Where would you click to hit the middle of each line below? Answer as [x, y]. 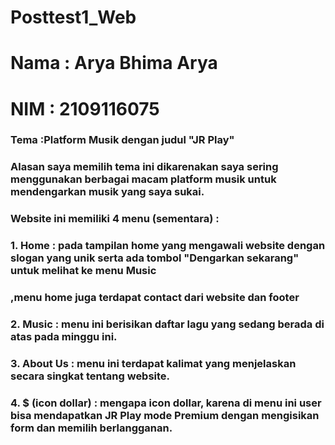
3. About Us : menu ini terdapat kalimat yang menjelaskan [153, 364]
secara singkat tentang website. [90, 376]
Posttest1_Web [73, 17]
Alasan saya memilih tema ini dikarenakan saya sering [144, 167]
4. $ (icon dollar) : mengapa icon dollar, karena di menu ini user [166, 403]
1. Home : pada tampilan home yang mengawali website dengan [168, 246]
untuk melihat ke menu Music [83, 271]
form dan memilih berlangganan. [91, 428]
